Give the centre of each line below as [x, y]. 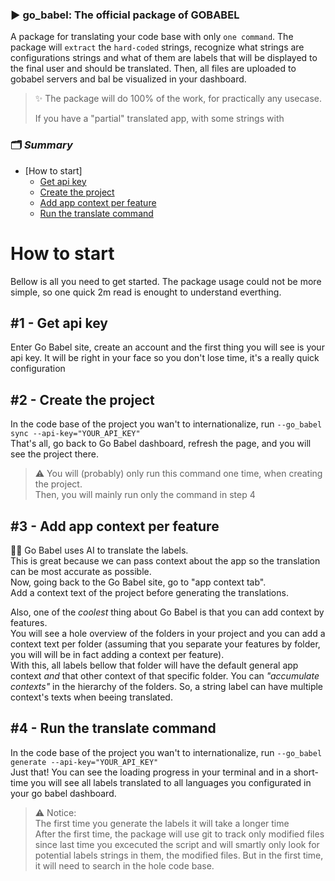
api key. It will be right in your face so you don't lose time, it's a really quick [165, 358]
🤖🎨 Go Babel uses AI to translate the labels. [99, 550]
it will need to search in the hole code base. [124, 865]
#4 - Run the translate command [113, 728]
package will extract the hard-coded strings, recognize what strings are [157, 47]
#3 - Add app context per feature [115, 526]
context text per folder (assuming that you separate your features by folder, [165, 644]
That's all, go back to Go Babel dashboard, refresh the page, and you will [161, 444]
